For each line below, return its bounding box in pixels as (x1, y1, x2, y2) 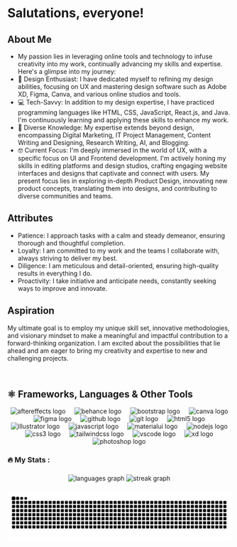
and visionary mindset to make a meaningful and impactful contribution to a (7, 331, 228, 339)
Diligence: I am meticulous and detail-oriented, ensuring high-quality (17, 261, 219, 270)
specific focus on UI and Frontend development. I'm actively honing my (17, 154, 226, 162)
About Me (7, 33, 52, 46)
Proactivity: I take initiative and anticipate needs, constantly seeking (17, 276, 216, 285)
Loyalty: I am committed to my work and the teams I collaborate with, (17, 246, 220, 255)
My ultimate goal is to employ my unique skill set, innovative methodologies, (7, 324, 230, 332)
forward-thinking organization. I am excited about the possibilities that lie (7, 339, 221, 347)
